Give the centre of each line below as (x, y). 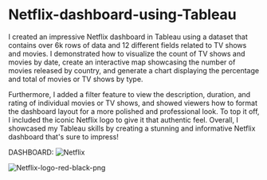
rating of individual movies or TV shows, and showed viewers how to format (133, 103)
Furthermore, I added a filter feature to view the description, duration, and (130, 94)
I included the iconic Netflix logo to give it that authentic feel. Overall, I (124, 119)
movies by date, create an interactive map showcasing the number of (122, 62)
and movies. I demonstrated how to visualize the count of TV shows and (127, 53)
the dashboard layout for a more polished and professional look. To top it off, (134, 111)
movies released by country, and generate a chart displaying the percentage (134, 70)
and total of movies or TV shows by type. (76, 79)
